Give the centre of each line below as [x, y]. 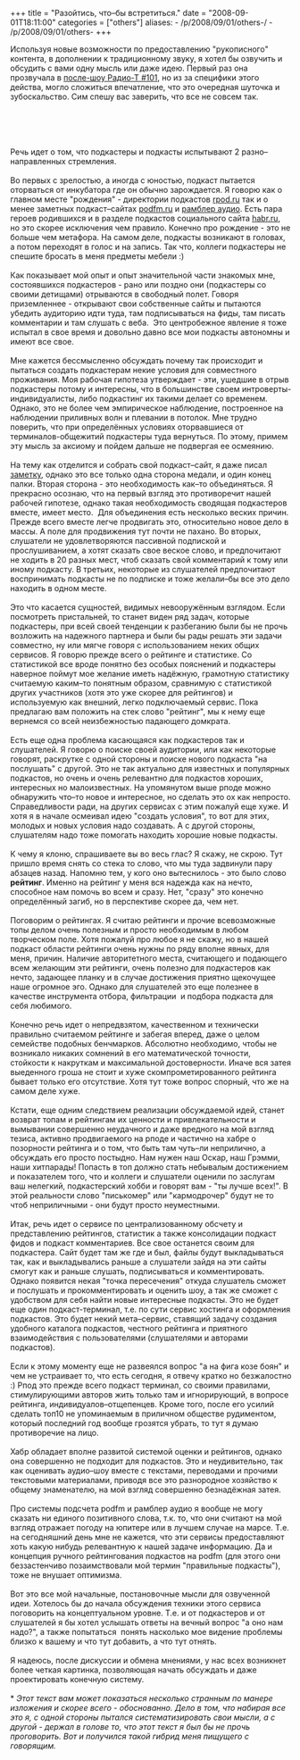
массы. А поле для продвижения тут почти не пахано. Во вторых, [136, 531]
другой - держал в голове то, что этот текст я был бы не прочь [130, 1727]
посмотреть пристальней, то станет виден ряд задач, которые [130, 617]
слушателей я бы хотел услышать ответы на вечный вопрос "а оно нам [147, 1622]
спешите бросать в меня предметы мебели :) [97, 256]
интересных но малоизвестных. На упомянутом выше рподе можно [141, 788]
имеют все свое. [42, 342]
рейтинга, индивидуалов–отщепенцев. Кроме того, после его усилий [142, 1404]
